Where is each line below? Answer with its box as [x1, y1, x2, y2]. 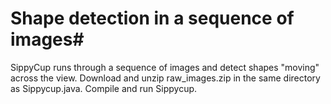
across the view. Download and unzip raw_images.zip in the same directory [10, 72, 321, 84]
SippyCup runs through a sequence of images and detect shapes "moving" [10, 61, 320, 73]
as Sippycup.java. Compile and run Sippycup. [10, 82, 198, 94]
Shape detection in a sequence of [10, 7, 295, 30]
